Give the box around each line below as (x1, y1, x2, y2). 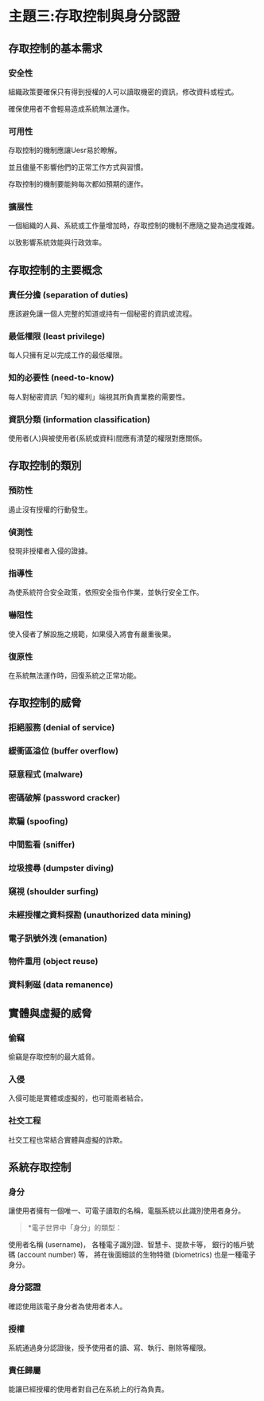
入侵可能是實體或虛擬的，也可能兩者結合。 (8, 1093, 148, 1103)
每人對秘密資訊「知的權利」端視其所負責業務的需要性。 (8, 392, 189, 401)
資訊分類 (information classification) (8, 414, 151, 425)
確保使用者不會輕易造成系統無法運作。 (8, 104, 134, 113)
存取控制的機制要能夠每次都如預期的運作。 (8, 179, 148, 189)
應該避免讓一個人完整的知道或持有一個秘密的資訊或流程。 (8, 309, 196, 319)
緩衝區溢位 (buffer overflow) (8, 746, 119, 757)
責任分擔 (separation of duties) (8, 289, 129, 300)
